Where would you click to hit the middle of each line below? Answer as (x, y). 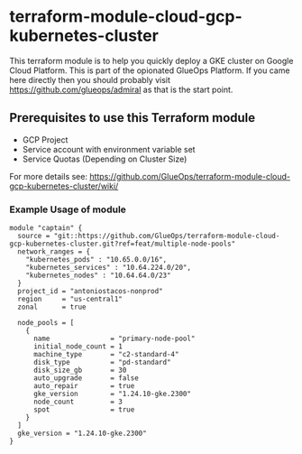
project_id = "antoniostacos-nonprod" (91, 292)
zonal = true (52, 307)
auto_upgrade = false (86, 378)
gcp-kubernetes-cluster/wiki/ (64, 186)
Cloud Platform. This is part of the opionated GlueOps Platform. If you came (150, 70)
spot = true (84, 410)
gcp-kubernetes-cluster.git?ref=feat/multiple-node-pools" (123, 244)
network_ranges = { (54, 252)
